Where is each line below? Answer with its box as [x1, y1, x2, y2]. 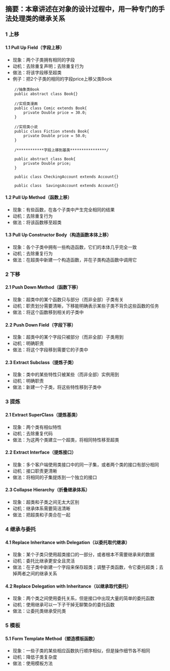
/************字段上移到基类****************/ [14, 147, 109, 152]
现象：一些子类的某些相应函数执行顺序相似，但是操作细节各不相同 [12, 648, 150, 654]
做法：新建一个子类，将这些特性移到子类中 [12, 384, 102, 390]
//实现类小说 [14, 124, 38, 130]
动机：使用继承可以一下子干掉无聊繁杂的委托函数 [12, 601, 115, 608]
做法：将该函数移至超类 [12, 219, 62, 225]
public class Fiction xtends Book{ [14, 129, 90, 134]
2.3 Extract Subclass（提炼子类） [5, 359, 77, 365]
